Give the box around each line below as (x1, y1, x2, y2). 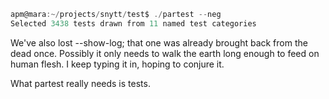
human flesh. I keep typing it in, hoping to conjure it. (10, 58, 225, 70)
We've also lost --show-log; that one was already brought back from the (10, 36, 308, 49)
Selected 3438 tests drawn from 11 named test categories (10, 18, 257, 29)
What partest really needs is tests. (10, 77, 151, 89)
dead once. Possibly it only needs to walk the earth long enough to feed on (10, 47, 320, 59)
